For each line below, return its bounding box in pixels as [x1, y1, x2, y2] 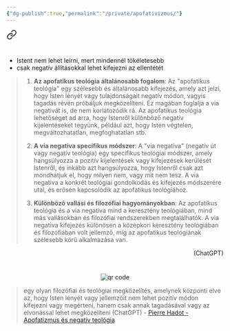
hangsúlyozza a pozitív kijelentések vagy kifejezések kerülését [33, 156, 211, 164]
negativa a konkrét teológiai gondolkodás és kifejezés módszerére [33, 178, 222, 186]
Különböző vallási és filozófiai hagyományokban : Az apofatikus [33, 199, 218, 207]
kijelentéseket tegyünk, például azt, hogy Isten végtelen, [33, 121, 194, 129]
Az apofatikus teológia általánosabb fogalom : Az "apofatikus [33, 77, 211, 85]
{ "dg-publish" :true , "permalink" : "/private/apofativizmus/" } [6, 10, 183, 17]
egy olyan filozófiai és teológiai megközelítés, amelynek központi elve [23, 287, 221, 294]
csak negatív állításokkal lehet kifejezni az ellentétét [16, 63, 164, 72]
